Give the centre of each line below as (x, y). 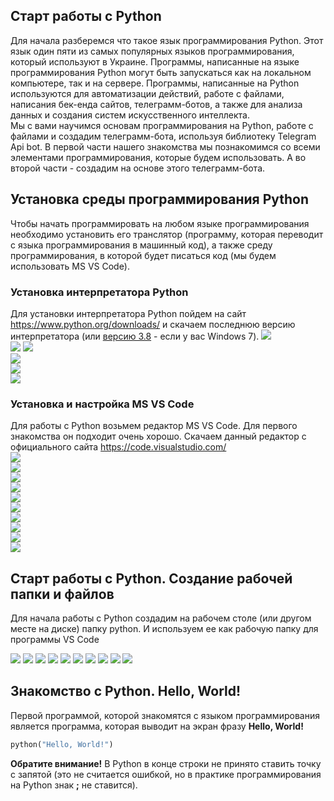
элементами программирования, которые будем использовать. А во (158, 157)
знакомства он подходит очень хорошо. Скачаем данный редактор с (158, 436)
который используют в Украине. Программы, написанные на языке (155, 61)
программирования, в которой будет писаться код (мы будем (143, 255)
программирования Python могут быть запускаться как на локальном (161, 72)
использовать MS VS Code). (70, 266)
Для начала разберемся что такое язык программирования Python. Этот (167, 40)
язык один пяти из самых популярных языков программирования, (152, 51)
